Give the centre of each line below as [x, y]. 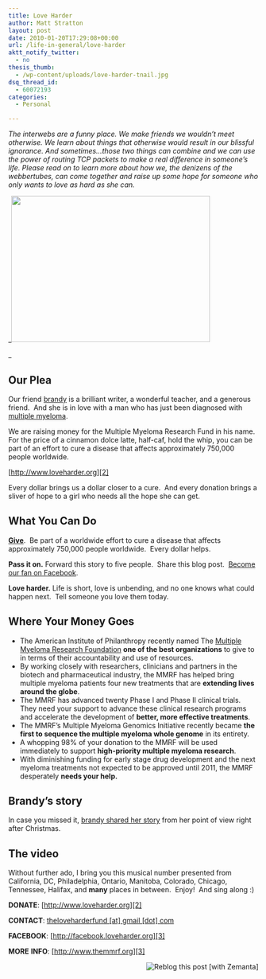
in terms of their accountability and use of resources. [106, 657]
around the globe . [50, 691]
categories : [28, 97]
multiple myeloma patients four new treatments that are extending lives [137, 683]
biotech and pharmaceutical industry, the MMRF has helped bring [127, 674]
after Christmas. [35, 829]
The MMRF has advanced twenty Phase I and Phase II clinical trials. [130, 700]
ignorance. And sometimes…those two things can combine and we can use [132, 151]
